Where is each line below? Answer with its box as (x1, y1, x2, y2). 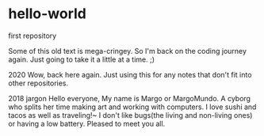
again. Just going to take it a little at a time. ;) (8, 55, 155, 64)
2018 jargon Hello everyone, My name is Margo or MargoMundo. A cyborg (8, 93, 251, 103)
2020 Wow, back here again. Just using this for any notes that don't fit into (8, 70, 252, 79)
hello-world (8, 5, 87, 23)
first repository (8, 31, 57, 40)
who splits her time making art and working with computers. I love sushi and (8, 102, 257, 111)
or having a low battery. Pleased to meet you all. (8, 119, 166, 128)
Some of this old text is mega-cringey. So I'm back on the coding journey (8, 46, 247, 55)
